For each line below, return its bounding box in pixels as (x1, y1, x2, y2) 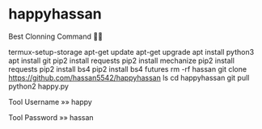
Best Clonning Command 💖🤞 (8, 31, 104, 41)
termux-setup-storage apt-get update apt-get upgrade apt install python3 (8, 47, 255, 56)
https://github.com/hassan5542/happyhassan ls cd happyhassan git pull (8, 73, 250, 82)
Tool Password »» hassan (8, 112, 95, 122)
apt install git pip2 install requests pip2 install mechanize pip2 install (8, 56, 235, 65)
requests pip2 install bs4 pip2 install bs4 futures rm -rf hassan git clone (8, 64, 247, 73)
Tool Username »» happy (8, 97, 93, 106)
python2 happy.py (8, 81, 69, 91)
